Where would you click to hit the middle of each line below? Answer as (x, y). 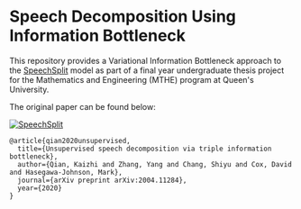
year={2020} (40, 188)
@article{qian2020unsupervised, (70, 141)
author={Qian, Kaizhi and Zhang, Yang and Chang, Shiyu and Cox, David (155, 164)
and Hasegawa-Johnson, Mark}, (66, 172)
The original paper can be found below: (82, 106)
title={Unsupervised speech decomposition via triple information (145, 149)
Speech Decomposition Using (123, 17)
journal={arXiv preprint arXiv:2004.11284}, (102, 180)
